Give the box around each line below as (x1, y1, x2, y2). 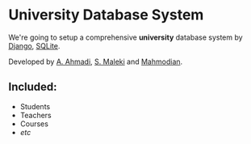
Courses (19, 119, 48, 129)
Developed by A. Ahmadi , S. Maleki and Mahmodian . (8, 57, 183, 66)
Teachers (19, 110, 52, 120)
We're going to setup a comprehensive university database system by (8, 32, 244, 42)
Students (19, 101, 51, 111)
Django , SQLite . (8, 40, 61, 50)
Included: (8, 80, 58, 94)
